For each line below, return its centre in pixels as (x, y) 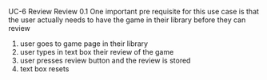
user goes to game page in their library (84, 44)
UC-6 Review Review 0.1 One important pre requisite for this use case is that (134, 11)
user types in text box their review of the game (97, 52)
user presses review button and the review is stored (105, 60)
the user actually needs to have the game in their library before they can (127, 20)
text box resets (44, 69)
